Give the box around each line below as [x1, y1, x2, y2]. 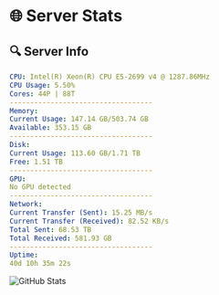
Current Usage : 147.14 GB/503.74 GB [9, 115, 149, 124]
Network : [9, 200, 43, 209]
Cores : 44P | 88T [9, 89, 76, 99]
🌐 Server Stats [9, 5, 123, 26]
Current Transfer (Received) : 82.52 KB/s [9, 216, 170, 226]
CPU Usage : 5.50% [9, 80, 76, 90]
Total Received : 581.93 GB [9, 234, 112, 243]
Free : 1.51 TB [9, 157, 64, 166]
